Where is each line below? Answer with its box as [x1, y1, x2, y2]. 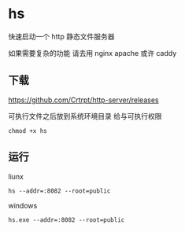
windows [8, 201, 38, 210]
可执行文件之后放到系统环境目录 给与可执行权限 [8, 111, 162, 120]
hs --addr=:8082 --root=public [8, 186, 111, 195]
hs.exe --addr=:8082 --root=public [8, 215, 125, 224]
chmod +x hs [8, 127, 47, 134]
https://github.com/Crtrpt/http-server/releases [8, 95, 159, 105]
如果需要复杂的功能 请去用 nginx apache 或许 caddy [8, 48, 177, 57]
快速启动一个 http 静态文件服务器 [8, 31, 115, 41]
